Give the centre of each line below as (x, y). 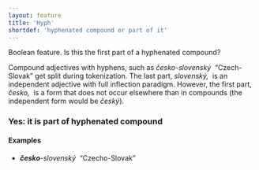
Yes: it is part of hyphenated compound (86, 121)
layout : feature (35, 15)
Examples (25, 140)
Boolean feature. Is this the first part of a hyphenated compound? (114, 53)
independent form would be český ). (66, 101)
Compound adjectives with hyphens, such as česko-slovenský (110, 68)
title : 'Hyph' (32, 23)
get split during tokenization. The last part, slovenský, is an (131, 76)
